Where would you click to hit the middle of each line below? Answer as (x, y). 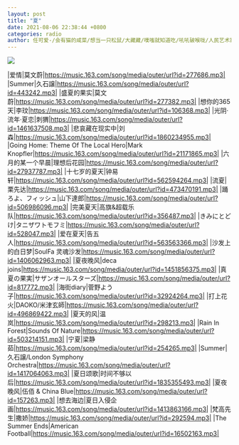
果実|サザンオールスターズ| (59, 278)
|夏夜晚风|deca (95, 261)
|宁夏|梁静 (81, 340)
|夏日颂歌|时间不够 (98, 374)
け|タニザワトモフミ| (38, 225)
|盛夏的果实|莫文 (83, 93)
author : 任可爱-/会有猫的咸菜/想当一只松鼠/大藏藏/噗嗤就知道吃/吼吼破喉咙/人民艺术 (118, 41)
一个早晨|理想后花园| (56, 163)
